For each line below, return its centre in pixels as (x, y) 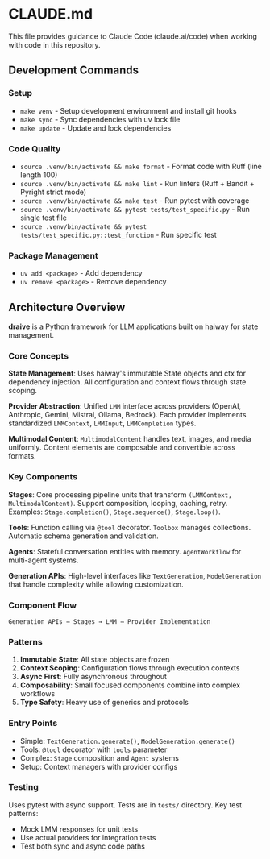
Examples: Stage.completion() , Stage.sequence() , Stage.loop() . (114, 512)
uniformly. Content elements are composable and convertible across (122, 447)
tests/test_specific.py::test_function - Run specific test (118, 234)
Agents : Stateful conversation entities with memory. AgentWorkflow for (125, 551)
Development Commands (74, 71)
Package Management (53, 255)
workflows (37, 694)
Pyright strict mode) (53, 192)
